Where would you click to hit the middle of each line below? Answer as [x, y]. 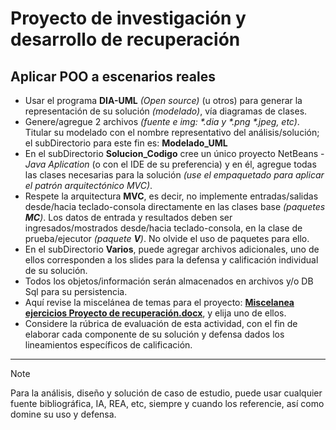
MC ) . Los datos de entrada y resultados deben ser [128, 217]
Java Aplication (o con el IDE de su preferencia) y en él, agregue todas [170, 164]
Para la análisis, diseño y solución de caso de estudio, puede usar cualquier [166, 393]
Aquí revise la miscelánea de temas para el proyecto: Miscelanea [159, 302]
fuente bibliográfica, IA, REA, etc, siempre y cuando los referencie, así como [167, 403]
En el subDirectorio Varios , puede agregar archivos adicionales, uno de [172, 249]
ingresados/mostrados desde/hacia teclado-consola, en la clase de [163, 228]
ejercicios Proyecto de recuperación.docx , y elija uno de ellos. [155, 313]
